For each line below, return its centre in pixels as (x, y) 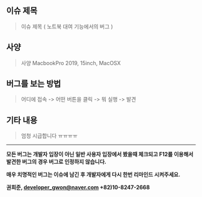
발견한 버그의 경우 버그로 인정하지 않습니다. (56, 162)
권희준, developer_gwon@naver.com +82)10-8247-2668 (78, 187)
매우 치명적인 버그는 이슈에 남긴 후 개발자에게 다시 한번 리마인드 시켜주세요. (93, 175)
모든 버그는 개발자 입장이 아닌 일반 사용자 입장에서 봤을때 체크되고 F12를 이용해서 (100, 154)
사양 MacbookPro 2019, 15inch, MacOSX (71, 63)
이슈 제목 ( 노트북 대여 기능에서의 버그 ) (67, 27)
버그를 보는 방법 (34, 84)
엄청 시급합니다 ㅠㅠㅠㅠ (49, 136)
